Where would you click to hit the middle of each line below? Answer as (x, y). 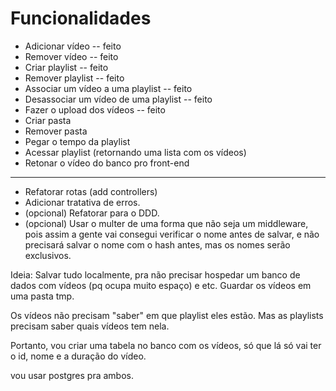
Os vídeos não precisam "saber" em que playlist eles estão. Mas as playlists (167, 315)
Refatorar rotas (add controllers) (91, 191)
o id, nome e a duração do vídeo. (78, 356)
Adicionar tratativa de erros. (82, 202)
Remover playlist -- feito (74, 78)
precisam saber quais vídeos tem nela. (90, 326)
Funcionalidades (81, 18)
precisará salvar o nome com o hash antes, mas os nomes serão (157, 244)
